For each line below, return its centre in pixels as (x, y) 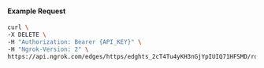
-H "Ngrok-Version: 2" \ (48, 49)
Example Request (37, 11)
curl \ (18, 27)
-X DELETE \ (27, 35)
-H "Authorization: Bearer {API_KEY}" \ (75, 42)
